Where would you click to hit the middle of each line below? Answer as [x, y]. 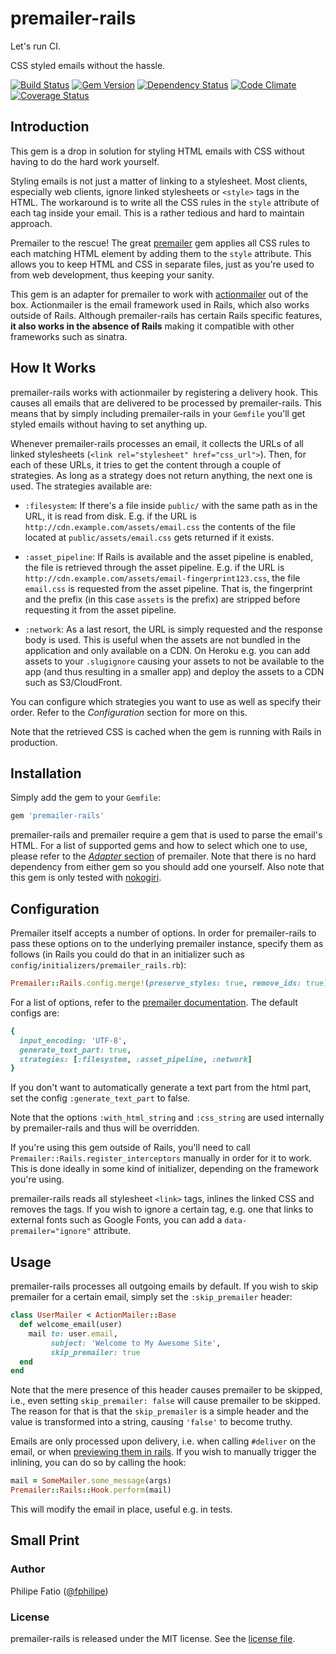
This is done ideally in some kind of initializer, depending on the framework [165, 1169]
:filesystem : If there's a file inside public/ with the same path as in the [171, 505]
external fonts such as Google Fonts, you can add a [116, 1220]
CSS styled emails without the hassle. [88, 65]
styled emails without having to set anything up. [109, 424]
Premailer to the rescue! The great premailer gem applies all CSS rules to [160, 243]
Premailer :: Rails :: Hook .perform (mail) [91, 1490]
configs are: [35, 1013]
